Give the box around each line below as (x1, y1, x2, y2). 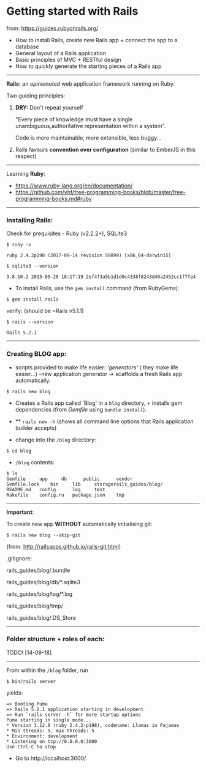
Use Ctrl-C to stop (6, 744, 56, 750)
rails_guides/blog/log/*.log (6, 590, 73, 598)
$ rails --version (6, 319, 53, 325)
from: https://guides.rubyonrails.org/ (6, 24, 99, 32)
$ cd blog (6, 448, 32, 454)
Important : (6, 508, 34, 516)
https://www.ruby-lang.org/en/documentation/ (15, 182, 133, 189)
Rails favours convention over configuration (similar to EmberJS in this (15, 146, 196, 153)
